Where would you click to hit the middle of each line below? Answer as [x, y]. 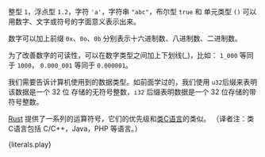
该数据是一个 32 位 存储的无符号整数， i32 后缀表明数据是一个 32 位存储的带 [132, 92]
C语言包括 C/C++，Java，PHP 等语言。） [75, 128]
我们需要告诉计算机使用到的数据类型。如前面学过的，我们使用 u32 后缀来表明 [133, 82]
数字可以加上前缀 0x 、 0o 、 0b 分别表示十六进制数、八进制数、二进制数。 [125, 38]
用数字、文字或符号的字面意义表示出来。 [74, 21]
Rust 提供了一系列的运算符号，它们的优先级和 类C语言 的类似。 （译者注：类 [131, 119]
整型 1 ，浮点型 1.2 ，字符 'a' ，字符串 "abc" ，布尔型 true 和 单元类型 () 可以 [132, 11]
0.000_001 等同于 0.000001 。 [86, 65]
